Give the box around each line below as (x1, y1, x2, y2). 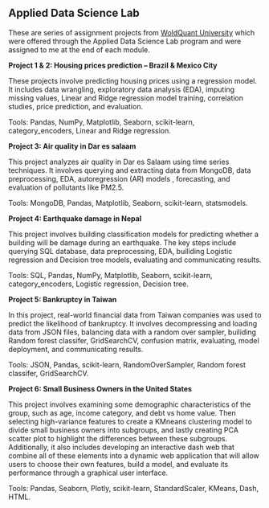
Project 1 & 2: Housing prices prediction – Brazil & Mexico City (8, 60, 218, 70)
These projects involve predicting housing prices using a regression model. (8, 76, 258, 85)
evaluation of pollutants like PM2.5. (8, 182, 124, 192)
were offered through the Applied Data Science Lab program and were (8, 36, 242, 46)
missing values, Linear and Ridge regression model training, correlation (8, 92, 243, 103)
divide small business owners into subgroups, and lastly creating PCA (8, 425, 239, 435)
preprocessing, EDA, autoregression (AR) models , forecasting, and (8, 174, 230, 183)
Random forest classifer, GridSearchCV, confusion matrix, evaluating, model (8, 335, 259, 345)
